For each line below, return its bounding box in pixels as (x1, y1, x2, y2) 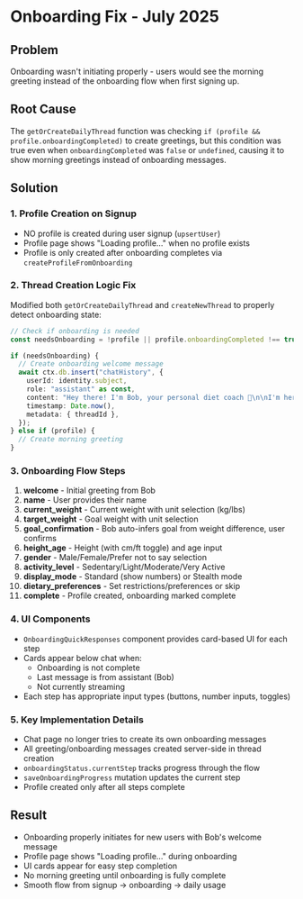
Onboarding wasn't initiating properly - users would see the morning (10, 66, 264, 77)
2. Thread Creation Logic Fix (10, 279, 137, 292)
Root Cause (10, 102, 77, 117)
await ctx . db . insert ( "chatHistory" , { (18, 368, 165, 377)
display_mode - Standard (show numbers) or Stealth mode (22, 571, 243, 582)
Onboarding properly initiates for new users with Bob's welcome (22, 831, 262, 842)
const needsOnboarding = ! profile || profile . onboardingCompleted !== (10, 335, 281, 344)
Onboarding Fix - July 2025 (10, 6, 219, 27)
